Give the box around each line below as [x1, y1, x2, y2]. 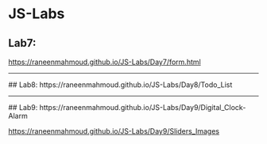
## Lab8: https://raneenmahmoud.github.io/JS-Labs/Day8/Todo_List [8, 80, 233, 89]
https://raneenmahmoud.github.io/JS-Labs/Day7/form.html [8, 57, 201, 66]
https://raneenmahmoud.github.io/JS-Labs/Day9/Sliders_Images [8, 127, 220, 135]
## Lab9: [8, 103, 38, 112]
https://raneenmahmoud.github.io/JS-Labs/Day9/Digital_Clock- [39, 103, 246, 112]
